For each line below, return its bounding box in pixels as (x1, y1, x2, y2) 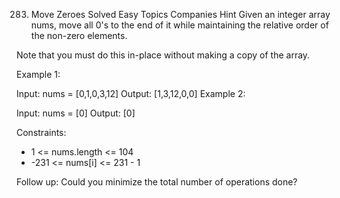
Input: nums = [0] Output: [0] (16, 107, 136, 119)
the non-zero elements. (30, 30, 128, 41)
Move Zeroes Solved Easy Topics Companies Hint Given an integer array (30, 9, 331, 20)
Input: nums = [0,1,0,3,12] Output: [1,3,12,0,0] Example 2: (16, 88, 246, 99)
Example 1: (16, 69, 61, 80)
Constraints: (16, 127, 67, 138)
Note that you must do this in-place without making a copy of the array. (16, 49, 311, 61)
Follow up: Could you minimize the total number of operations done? (16, 176, 298, 188)
